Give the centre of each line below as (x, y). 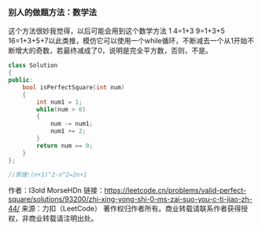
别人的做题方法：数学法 (52, 12)
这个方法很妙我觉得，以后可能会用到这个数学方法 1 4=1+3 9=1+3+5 (117, 31)
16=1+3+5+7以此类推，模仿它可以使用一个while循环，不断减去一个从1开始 (128, 41)
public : (21, 80)
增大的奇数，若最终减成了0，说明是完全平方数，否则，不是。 (113, 51)
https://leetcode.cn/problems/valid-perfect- (175, 191)
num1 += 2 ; (68, 131)
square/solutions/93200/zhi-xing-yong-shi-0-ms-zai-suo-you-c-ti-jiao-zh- (131, 199)
